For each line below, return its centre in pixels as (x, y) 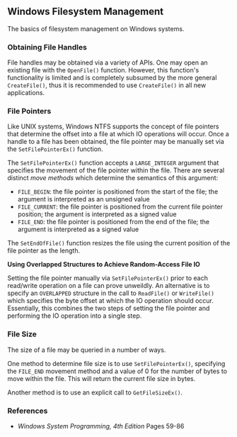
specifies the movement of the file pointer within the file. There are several (116, 170)
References (28, 411)
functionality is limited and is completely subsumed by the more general (112, 78)
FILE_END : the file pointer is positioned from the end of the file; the (114, 222)
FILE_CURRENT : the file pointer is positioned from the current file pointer (120, 207)
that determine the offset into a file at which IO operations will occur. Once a (118, 134)
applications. (26, 93)
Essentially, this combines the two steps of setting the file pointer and (109, 309)
